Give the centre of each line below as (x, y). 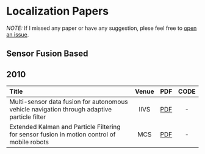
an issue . (18, 34)
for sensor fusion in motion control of (63, 135)
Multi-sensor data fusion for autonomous (69, 102)
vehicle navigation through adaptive (61, 110)
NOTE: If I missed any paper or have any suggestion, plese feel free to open (102, 28)
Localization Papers (58, 11)
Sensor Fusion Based (47, 54)
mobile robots (29, 142)
